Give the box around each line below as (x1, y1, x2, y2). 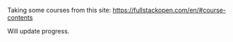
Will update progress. (7, 27, 70, 35)
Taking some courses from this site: (7, 6, 112, 14)
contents (7, 13, 33, 22)
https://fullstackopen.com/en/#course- (112, 6, 226, 14)
